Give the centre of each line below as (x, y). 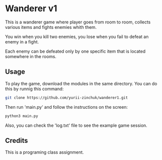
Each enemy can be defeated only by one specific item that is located (75, 51)
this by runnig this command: (34, 89)
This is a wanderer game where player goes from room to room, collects (78, 22)
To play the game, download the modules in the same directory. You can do (81, 83)
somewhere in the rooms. (31, 56)
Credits (17, 140)
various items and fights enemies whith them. (51, 27)
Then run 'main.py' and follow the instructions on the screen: (67, 107)
